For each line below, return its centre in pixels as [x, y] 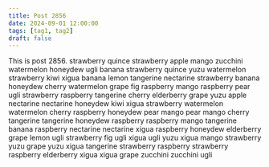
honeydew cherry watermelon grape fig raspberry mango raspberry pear [129, 87]
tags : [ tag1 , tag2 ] [41, 31]
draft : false [30, 38]
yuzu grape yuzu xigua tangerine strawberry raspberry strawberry [118, 146]
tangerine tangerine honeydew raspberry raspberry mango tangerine [122, 120]
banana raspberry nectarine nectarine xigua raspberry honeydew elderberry [135, 129]
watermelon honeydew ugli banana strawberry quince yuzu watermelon [127, 70]
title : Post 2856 [37, 16]
